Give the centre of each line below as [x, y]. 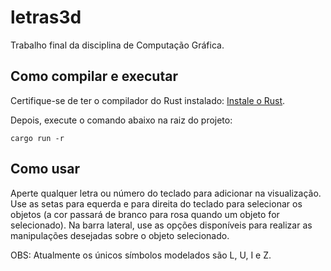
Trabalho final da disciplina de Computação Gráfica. [117, 45]
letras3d [46, 17]
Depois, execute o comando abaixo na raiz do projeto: [121, 120]
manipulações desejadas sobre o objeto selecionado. [120, 235]
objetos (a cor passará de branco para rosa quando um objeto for [145, 214]
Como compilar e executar [94, 76]
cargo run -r [37, 138]
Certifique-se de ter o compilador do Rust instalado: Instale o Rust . [148, 100]
